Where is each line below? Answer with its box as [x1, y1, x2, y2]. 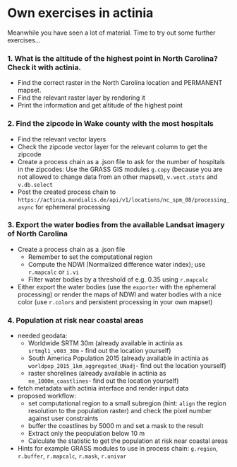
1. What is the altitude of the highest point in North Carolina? [7, 53, 219, 63]
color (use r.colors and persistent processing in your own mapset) [17, 297, 213, 306]
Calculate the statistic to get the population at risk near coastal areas [28, 437, 228, 445]
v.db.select [17, 181, 53, 188]
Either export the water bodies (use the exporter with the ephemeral [17, 282, 217, 291]
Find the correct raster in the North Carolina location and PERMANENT [17, 79, 223, 87]
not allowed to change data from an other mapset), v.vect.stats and [17, 172, 218, 181]
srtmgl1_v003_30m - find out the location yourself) [28, 347, 171, 355]
